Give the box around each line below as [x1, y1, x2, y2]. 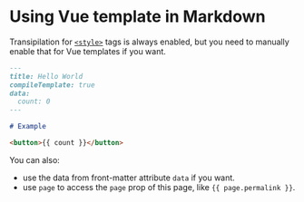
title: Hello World [9, 72, 83, 81]
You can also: [9, 154, 61, 165]
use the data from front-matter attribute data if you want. [22, 172, 236, 183]
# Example [9, 122, 47, 131]
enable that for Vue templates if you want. [9, 45, 166, 56]
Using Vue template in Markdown [9, 6, 266, 27]
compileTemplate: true [9, 80, 95, 90]
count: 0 [17, 97, 51, 106]
